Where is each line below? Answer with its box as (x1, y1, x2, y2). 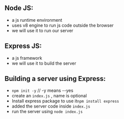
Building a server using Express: (4, 75, 106, 83)
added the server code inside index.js (11, 103, 91, 109)
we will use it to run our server (11, 27, 73, 34)
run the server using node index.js (11, 109, 83, 115)
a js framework (11, 55, 42, 61)
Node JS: (4, 4, 33, 12)
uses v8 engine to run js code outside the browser (11, 22, 114, 28)
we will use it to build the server (11, 60, 77, 66)
